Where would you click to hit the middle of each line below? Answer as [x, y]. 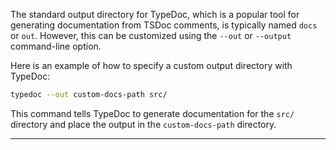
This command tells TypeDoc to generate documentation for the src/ [152, 113]
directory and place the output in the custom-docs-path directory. [143, 124]
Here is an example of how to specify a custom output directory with [151, 65]
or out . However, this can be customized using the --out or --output [151, 35]
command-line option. [56, 46]
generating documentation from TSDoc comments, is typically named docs [164, 25]
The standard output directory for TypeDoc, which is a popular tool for [155, 14]
